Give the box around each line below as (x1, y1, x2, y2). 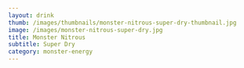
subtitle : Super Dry (8, 41, 76, 48)
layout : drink (8, 11, 55, 20)
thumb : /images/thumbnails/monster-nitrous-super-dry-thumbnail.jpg (8, 19, 237, 27)
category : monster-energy (8, 48, 93, 55)
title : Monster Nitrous (8, 33, 86, 41)
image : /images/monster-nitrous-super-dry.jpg (8, 26, 163, 34)
